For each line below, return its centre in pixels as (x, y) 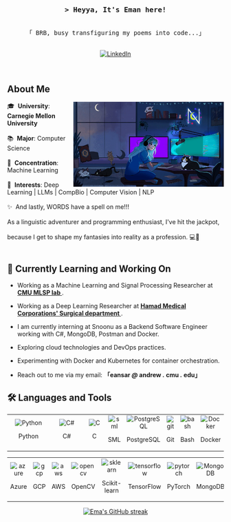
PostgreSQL (144, 440)
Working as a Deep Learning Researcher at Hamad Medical (102, 305)
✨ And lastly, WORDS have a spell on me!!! (68, 207)
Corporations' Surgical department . (70, 313)
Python (29, 436)
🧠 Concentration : (33, 163)
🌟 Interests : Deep (33, 185)
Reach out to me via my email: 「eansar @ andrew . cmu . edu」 (109, 374)
